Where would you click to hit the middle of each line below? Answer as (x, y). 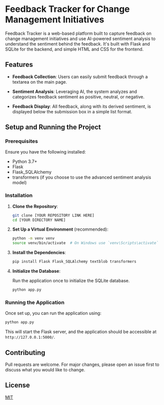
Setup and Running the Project (53, 127)
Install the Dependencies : (39, 253)
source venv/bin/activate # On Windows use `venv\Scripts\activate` (85, 243)
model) (20, 183)
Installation (19, 196)
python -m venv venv (33, 239)
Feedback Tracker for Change (67, 9)
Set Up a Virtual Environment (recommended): (60, 229)
